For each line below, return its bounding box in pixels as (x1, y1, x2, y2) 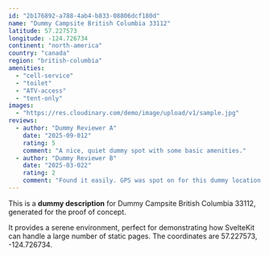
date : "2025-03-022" (23, 162, 92, 170)
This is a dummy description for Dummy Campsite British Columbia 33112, (8, 198, 256, 208)
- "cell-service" (15, 72, 74, 80)
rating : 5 (23, 138, 56, 147)
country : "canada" (8, 49, 70, 57)
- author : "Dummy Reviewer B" (15, 154, 117, 162)
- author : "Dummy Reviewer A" (15, 124, 117, 132)
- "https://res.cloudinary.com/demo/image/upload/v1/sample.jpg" (15, 109, 240, 118)
